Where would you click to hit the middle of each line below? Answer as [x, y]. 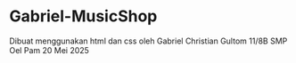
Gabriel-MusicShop [83, 16]
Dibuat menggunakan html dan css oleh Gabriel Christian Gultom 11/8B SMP [148, 41]
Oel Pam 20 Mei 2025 [49, 50]
